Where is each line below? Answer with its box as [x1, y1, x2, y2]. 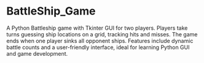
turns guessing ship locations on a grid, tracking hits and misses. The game [6, 30, 198, 38]
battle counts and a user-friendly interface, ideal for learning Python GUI [6, 44, 190, 51]
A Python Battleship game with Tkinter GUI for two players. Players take [6, 24, 188, 31]
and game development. [6, 50, 68, 57]
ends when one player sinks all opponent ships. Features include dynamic [6, 37, 194, 44]
